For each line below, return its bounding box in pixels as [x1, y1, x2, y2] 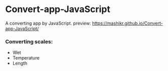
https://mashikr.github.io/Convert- [92, 20, 163, 26]
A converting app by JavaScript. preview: [5, 20, 91, 26]
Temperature [12, 55, 40, 61]
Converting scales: [5, 38, 53, 45]
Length [12, 60, 28, 66]
